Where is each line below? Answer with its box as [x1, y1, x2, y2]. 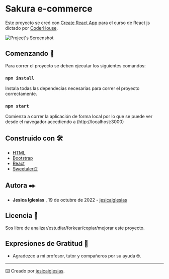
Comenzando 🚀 [5, 49, 54, 58]
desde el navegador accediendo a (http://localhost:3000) [5, 119, 124, 125]
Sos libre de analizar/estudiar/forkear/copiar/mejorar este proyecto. [5, 225, 145, 231]
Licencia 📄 [5, 212, 39, 220]
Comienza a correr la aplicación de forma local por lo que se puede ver [5, 114, 153, 120]
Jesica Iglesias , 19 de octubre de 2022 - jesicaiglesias [12, 197, 127, 203]
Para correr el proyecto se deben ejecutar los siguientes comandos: [5, 62, 146, 68]
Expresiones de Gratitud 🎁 [5, 239, 89, 248]
